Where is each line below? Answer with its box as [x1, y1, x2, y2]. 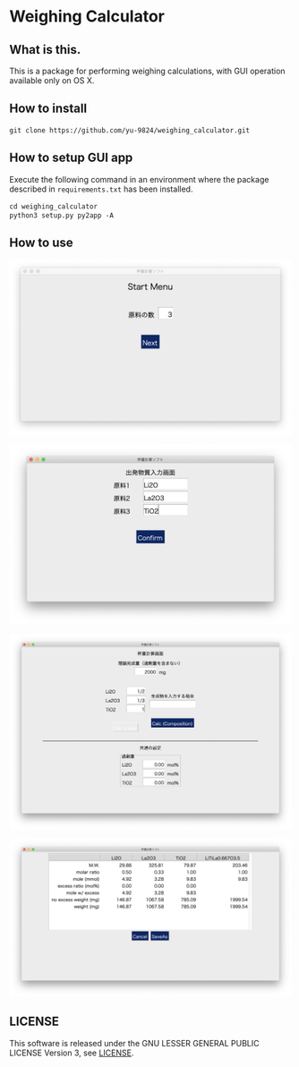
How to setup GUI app [9, 150, 133, 166]
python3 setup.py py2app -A [9, 210, 115, 220]
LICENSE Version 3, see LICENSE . [9, 1047, 134, 1058]
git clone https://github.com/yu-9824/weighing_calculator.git [9, 125, 251, 135]
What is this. [9, 42, 81, 57]
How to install [9, 101, 88, 116]
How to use [9, 235, 73, 251]
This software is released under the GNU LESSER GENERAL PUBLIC [9, 1037, 260, 1048]
